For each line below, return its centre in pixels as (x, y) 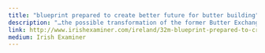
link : (17, 30)
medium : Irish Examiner (47, 37)
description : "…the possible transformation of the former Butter (119, 23)
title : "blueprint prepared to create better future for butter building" (134, 15)
